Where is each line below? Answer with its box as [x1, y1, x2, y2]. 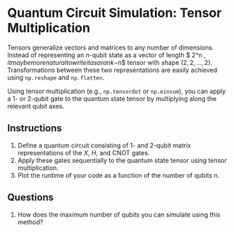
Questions [7, 192, 54, 204]
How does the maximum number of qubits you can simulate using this [17, 210, 221, 219]
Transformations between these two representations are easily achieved [7, 66, 218, 74]
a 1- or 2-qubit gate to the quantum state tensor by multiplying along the [7, 94, 217, 103]
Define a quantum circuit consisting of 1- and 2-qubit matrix [17, 141, 192, 149]
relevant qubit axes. [7, 102, 65, 110]
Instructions [7, 122, 62, 135]
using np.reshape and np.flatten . [7, 73, 104, 82]
